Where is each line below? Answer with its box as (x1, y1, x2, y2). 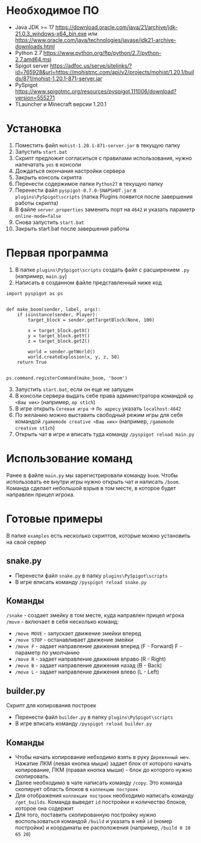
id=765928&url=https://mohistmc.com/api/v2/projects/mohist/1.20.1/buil (14, 68, 194, 75)
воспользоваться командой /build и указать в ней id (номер (14, 817, 173, 824)
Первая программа (6, 246, 109, 260)
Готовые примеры (6, 512, 104, 526)
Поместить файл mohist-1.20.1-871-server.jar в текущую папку (14, 141, 181, 148)
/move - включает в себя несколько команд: (6, 618, 119, 625)
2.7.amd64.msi (14, 56, 52, 63)
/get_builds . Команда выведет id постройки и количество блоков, (14, 798, 187, 806)
